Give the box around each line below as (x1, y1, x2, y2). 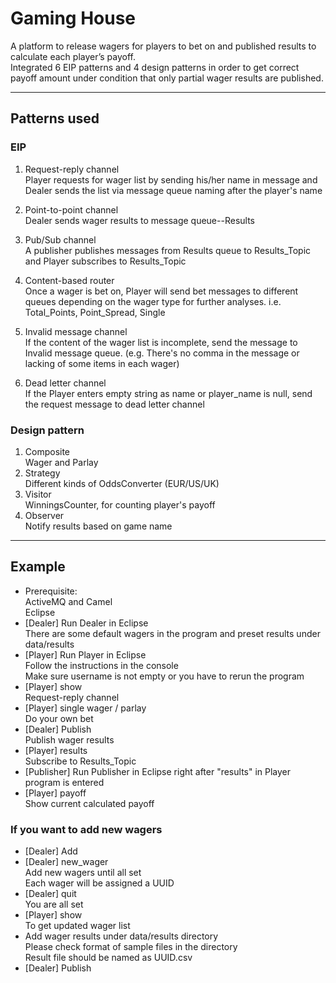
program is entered (24, 776, 105, 788)
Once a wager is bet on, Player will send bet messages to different (24, 285, 299, 297)
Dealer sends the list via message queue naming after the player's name (24, 184, 323, 196)
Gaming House (10, 7, 137, 30)
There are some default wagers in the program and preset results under (24, 627, 321, 639)
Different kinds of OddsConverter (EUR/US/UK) (24, 477, 220, 489)
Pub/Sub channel (24, 233, 97, 246)
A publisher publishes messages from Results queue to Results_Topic (24, 244, 312, 256)
